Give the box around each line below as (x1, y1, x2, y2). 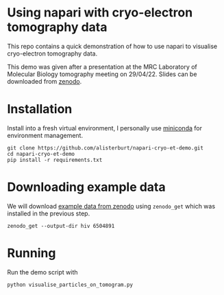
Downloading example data (7, 180, 166, 195)
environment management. (7, 131, 84, 139)
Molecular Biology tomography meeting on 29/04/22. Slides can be (7, 70, 197, 78)
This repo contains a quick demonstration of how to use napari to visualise (7, 42, 218, 50)
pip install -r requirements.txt (7, 156, 103, 163)
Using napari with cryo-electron (7, 5, 193, 21)
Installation (7, 102, 73, 117)
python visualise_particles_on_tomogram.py (7, 281, 134, 288)
